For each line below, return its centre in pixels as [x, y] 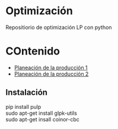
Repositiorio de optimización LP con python [59, 27]
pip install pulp [23, 107]
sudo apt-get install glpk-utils [42, 113]
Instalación [27, 93]
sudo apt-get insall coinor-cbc [42, 119]
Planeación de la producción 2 [51, 74]
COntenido [33, 51]
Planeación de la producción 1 [51, 67]
